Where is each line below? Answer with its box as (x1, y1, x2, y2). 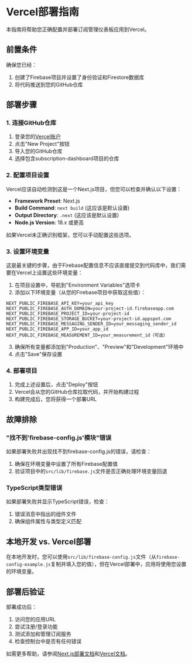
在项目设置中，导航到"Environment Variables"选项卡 (14, 281, 140, 288)
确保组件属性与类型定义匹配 (14, 518, 82, 525)
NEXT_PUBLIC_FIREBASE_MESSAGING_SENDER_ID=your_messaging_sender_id (6, 321, 177, 327)
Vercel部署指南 (6, 5, 80, 19)
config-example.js (6, 562, 51, 568)
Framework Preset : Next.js (14, 197, 80, 204)
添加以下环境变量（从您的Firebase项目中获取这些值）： (14, 289, 146, 296)
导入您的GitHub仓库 (14, 147, 63, 155)
